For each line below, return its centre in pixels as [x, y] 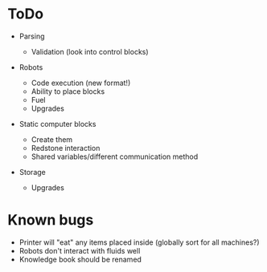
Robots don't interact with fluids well [80, 250]
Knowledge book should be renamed [80, 259]
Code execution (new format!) [81, 83]
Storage [32, 172]
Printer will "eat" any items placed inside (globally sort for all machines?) [139, 242]
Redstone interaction [66, 148]
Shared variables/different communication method [115, 156]
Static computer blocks [58, 124]
